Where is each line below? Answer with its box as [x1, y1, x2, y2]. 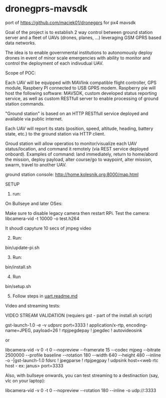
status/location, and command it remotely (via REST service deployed [5, 145, 149, 151]
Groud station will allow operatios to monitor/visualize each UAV [5, 140, 137, 146]
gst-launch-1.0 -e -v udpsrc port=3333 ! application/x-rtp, [5, 322, 125, 328]
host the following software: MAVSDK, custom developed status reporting [5, 90, 157, 96]
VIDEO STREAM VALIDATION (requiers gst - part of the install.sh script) [5, 312, 152, 318]
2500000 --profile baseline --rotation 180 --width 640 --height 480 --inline [5, 352, 161, 358]
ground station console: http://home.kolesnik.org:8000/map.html [5, 171, 139, 177]
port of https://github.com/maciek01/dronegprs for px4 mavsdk [5, 19, 136, 25]
